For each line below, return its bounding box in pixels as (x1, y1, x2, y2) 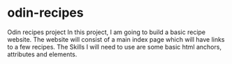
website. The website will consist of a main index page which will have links (7, 35, 225, 43)
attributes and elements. (7, 50, 78, 58)
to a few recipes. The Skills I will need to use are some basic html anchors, (7, 42, 222, 51)
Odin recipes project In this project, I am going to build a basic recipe (7, 28, 206, 36)
